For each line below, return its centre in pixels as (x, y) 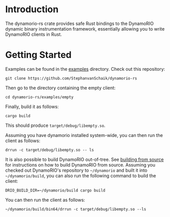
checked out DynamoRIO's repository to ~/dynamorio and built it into (76, 170)
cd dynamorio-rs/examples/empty (39, 97)
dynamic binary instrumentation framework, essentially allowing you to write (85, 29)
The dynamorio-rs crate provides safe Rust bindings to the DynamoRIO (79, 23)
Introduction (32, 9)
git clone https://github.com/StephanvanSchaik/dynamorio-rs (71, 78)
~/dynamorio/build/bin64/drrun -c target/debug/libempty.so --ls (76, 209)
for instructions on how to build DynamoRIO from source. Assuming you (80, 165)
